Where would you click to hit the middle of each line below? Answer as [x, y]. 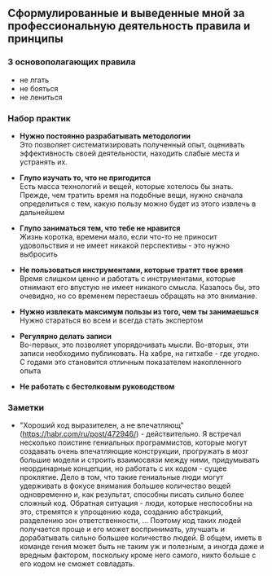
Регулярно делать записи [65, 336]
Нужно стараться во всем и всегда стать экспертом [111, 320]
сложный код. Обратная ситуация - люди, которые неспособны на [136, 503]
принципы [35, 39]
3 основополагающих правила [72, 62]
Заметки [26, 407]
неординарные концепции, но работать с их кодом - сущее [123, 468]
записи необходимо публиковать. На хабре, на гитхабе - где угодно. [139, 353]
